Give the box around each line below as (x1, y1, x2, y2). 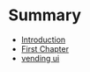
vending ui (20, 53, 60, 63)
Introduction (20, 34, 66, 45)
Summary (8, 5, 81, 25)
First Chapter (20, 43, 70, 54)
